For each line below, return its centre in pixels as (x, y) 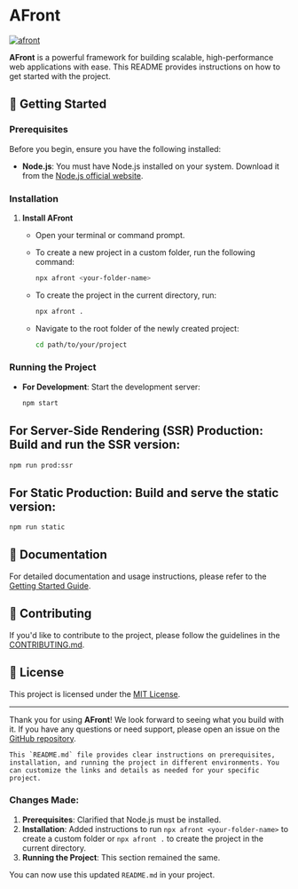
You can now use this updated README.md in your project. (112, 874)
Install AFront (47, 218)
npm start (40, 403)
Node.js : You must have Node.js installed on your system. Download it (150, 166)
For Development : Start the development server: (111, 387)
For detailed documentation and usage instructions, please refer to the (138, 576)
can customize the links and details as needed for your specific (134, 770)
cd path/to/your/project (81, 344)
